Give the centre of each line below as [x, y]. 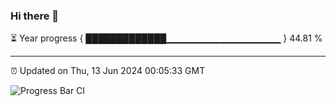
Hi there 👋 [35, 16]
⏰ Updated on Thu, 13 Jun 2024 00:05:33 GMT [108, 71]
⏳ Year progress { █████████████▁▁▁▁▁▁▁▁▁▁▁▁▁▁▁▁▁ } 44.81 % [166, 38]
